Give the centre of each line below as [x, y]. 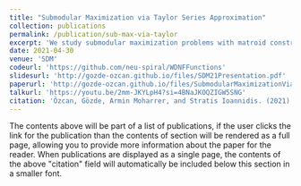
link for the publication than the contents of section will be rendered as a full [150, 136]
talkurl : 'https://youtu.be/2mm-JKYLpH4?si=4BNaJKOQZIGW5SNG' [128, 92]
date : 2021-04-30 [42, 51]
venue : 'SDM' [34, 59]
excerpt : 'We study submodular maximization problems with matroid [138, 42]
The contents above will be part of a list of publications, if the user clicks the [150, 126]
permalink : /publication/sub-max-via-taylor [94, 34]
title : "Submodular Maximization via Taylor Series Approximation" [138, 17]
